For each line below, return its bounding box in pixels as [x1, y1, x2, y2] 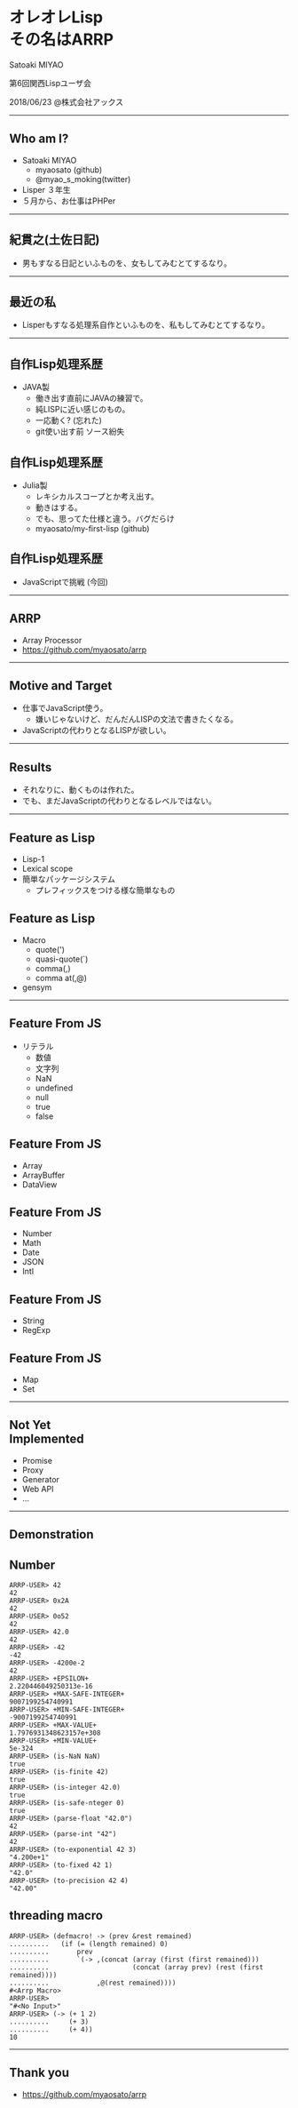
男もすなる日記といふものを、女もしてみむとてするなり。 [21, 258, 232, 268]
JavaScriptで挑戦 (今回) [21, 576, 109, 587]
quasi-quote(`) [35, 954, 89, 964]
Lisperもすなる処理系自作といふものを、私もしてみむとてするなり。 [21, 320, 271, 331]
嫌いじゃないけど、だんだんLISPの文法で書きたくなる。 [35, 714, 239, 724]
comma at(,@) [35, 972, 87, 983]
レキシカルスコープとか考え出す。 [35, 491, 160, 501]
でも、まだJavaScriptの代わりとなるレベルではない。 [21, 795, 217, 806]
